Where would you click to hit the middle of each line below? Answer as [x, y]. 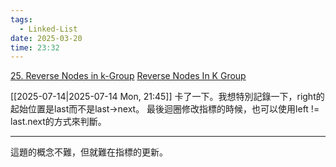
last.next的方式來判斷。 [58, 122]
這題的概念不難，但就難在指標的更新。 [89, 152]
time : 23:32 [35, 47]
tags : [21, 19]
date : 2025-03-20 [46, 38]
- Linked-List [48, 29]
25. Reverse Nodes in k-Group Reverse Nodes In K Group [128, 76]
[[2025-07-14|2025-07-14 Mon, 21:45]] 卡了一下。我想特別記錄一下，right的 [167, 97]
